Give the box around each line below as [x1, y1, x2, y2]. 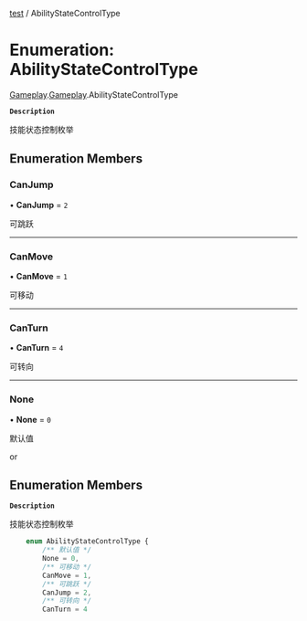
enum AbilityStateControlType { [26, 537, 149, 546]
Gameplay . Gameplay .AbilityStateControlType [9, 89, 178, 100]
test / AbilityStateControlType [9, 8, 121, 18]
